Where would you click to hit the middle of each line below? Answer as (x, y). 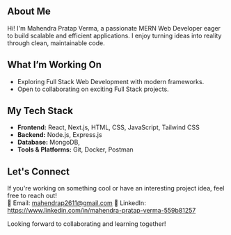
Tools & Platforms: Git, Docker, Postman (75, 149)
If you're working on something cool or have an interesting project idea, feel (116, 188)
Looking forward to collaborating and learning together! (87, 224)
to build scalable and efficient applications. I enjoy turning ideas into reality (114, 35)
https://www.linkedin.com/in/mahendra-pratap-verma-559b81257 (102, 211)
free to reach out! (32, 196)
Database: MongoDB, (48, 143)
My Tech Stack (40, 111)
